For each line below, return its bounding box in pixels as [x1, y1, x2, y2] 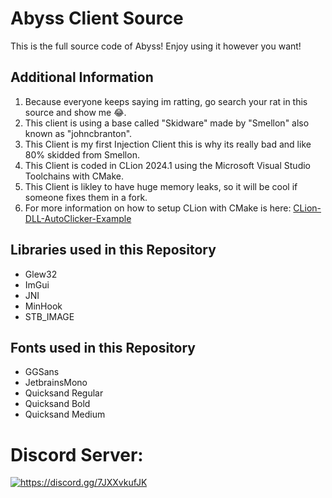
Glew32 [24, 268, 58, 280]
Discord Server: [10, 443, 144, 466]
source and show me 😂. [24, 106, 127, 118]
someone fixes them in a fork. [24, 191, 148, 203]
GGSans [24, 366, 60, 378]
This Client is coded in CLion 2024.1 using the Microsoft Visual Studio [24, 159, 311, 171]
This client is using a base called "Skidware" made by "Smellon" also [24, 117, 310, 129]
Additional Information [10, 69, 154, 86]
